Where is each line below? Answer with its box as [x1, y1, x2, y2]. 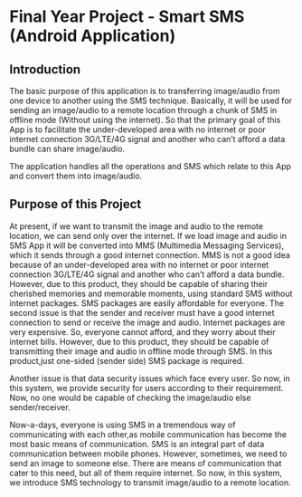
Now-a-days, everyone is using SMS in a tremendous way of [9, 419, 236, 430]
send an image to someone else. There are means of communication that [9, 457, 282, 468]
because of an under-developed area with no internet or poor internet [9, 259, 269, 270]
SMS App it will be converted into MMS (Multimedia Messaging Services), [9, 240, 285, 251]
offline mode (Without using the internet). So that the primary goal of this [9, 115, 281, 125]
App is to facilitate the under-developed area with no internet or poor [9, 124, 267, 135]
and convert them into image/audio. [9, 170, 143, 181]
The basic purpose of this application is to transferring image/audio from [9, 86, 280, 96]
